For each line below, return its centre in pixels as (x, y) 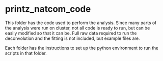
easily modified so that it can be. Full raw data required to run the (71, 33)
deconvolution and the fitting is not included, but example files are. (73, 38)
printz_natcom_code (48, 9)
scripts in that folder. (26, 53)
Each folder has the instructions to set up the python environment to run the (82, 48)
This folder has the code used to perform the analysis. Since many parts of (81, 23)
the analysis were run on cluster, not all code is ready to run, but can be (78, 28)
